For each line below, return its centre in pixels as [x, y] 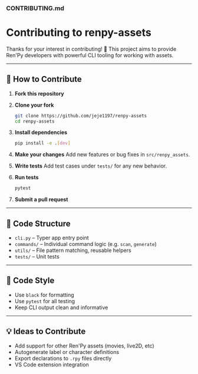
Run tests [27, 178]
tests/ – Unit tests [37, 256]
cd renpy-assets [34, 121]
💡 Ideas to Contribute [46, 332]
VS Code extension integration [52, 365]
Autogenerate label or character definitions [67, 352]
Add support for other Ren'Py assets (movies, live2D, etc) [84, 346]
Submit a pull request [41, 199]
